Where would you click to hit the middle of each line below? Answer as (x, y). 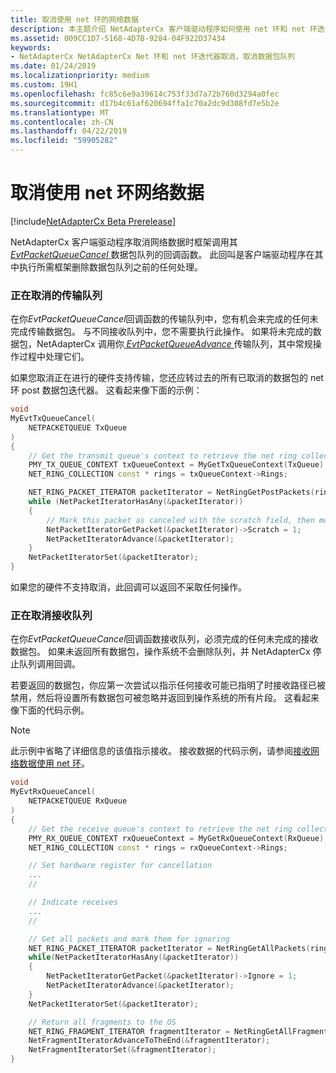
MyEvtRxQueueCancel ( (53, 792)
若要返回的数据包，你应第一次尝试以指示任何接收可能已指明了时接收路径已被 (168, 685)
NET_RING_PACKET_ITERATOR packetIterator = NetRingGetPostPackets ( (171, 492)
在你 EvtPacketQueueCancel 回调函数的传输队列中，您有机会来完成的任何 (160, 319)
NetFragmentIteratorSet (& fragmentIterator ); (122, 1050)
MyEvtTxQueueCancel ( (53, 419)
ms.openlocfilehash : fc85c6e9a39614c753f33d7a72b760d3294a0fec (145, 94)
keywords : (31, 47)
